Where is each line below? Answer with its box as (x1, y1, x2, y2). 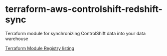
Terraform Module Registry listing (5, 45, 75, 51)
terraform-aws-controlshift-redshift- (5, 3, 163, 15)
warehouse (5, 36, 29, 42)
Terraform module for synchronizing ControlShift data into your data (5, 30, 146, 36)
